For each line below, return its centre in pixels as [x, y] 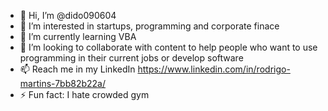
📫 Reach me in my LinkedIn [77, 69]
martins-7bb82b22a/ [62, 83]
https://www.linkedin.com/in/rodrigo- [214, 69]
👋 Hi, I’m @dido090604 [68, 15]
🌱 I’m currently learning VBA [78, 36]
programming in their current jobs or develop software [131, 58]
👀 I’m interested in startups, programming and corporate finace [149, 26]
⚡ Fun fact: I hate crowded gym [84, 94]
